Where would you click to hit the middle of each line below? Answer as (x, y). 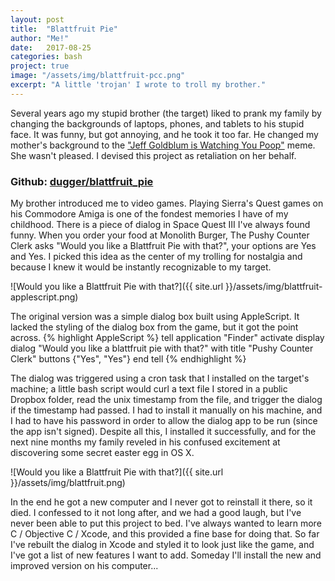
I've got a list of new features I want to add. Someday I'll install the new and (166, 555)
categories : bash (46, 57)
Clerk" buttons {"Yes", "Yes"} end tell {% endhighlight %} (128, 359)
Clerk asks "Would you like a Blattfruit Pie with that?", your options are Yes (163, 246)
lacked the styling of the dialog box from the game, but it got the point (154, 327)
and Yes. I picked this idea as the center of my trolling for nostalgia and (156, 257)
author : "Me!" (40, 38)
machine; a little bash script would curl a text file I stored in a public (149, 389)
